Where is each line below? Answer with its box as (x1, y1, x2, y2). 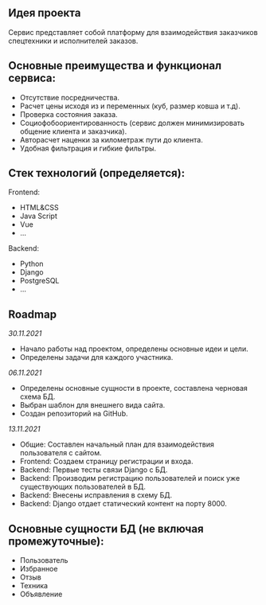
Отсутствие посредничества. (19, 92, 120, 102)
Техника (19, 581, 49, 591)
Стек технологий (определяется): (8, 166, 186, 180)
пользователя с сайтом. (19, 448, 102, 458)
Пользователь (19, 556, 68, 565)
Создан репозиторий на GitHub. (19, 409, 129, 419)
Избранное (19, 564, 58, 574)
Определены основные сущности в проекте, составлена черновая (19, 384, 248, 393)
